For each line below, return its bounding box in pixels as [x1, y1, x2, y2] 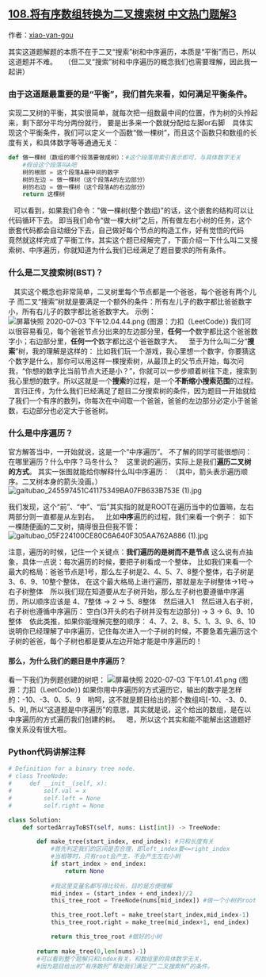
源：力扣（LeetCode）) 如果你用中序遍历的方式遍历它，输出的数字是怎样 [8, 685, 243, 695]
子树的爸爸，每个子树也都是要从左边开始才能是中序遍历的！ [8, 636, 203, 646]
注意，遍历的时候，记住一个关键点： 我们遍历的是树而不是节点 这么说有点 [8, 546, 246, 557]
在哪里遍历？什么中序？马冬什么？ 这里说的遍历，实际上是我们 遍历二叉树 [8, 457, 252, 466]
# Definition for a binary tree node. [8, 764, 136, 773]
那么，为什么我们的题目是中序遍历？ [8, 656, 127, 665]
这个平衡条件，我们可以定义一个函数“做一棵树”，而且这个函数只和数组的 [14, 128, 251, 137]
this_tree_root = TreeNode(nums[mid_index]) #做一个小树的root [50, 897, 256, 905]
